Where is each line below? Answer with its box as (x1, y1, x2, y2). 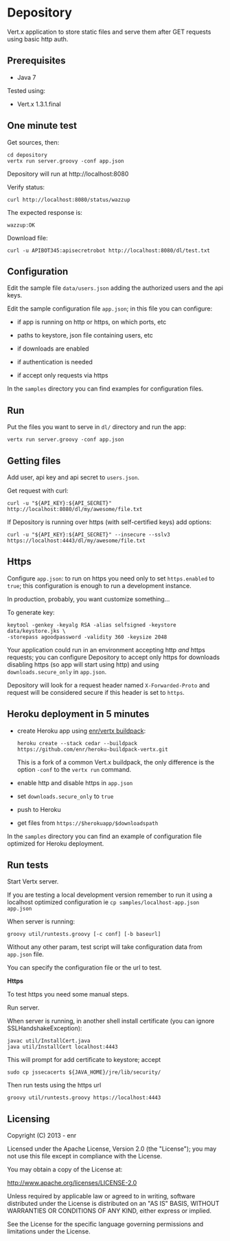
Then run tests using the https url (7, 1081, 102, 1089)
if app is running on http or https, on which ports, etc (16, 318, 167, 326)
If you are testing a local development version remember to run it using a (7, 890, 213, 899)
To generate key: (7, 608, 55, 616)
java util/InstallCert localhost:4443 (7, 1043, 118, 1051)
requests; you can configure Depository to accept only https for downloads (7, 653, 220, 661)
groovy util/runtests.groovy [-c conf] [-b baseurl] (7, 931, 161, 938)
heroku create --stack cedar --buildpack (16, 740, 137, 747)
